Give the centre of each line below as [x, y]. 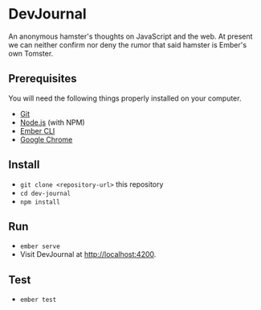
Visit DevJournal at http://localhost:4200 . [88, 254]
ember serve [40, 246]
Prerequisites [43, 79]
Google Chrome [46, 139]
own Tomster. [31, 53]
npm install [40, 202]
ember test [38, 300]
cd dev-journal [45, 193]
